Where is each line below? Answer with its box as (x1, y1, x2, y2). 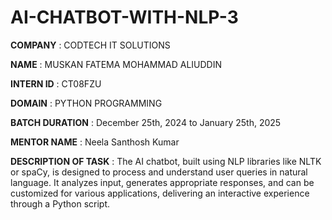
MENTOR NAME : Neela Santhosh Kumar (10, 136, 180, 148)
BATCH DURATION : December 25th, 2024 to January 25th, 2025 (10, 116, 282, 128)
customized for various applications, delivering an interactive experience (10, 187, 310, 199)
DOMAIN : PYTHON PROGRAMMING (10, 97, 163, 109)
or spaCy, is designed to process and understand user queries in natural (10, 166, 308, 178)
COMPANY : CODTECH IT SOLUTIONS (10, 39, 171, 51)
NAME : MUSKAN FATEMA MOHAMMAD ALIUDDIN (10, 58, 223, 70)
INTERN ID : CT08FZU (10, 77, 102, 90)
